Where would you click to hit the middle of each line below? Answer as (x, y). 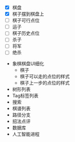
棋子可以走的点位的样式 (45, 76)
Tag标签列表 (25, 95)
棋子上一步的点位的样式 (45, 83)
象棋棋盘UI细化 (28, 64)
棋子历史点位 (26, 33)
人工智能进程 (26, 134)
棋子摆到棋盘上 (28, 14)
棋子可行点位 (26, 21)
